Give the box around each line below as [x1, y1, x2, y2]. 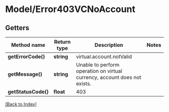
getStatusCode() [8, 88, 49, 95]
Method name [11, 42, 45, 48]
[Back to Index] [5, 101, 37, 107]
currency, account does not [76, 74, 142, 81]
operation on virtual [76, 68, 122, 74]
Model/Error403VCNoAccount [5, 4, 136, 15]
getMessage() [8, 71, 43, 77]
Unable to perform [76, 61, 120, 68]
